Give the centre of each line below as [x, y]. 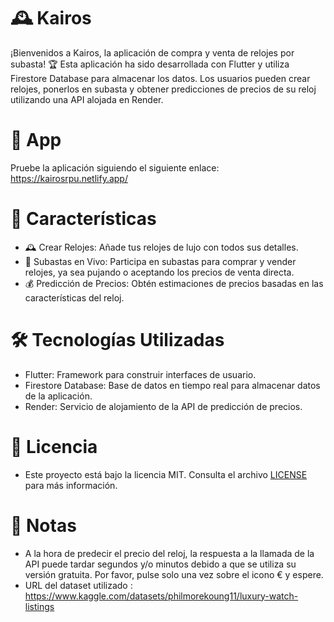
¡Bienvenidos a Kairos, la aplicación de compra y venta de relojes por [152, 52]
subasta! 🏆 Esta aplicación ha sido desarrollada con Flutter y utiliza [150, 64]
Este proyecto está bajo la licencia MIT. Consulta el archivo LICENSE [166, 474]
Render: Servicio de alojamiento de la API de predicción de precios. [163, 406]
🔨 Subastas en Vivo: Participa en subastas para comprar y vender [160, 261]
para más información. [71, 485]
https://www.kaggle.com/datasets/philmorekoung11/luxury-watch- [161, 596]
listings [39, 606]
